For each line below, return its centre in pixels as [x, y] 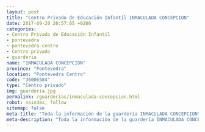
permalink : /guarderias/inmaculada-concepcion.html [73, 97]
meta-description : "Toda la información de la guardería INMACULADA [95, 119]
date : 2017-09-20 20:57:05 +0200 [49, 23]
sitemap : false [26, 108]
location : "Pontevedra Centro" [46, 74]
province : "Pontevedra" [37, 68]
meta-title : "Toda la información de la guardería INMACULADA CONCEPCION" [103, 114]
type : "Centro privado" [37, 86]
